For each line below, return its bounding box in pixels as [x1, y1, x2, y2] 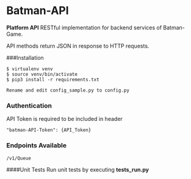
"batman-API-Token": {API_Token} [6, 127, 92, 133]
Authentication [6, 101, 52, 110]
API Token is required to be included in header [6, 115, 123, 123]
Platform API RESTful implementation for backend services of [6, 24, 162, 31]
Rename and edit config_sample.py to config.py [6, 87, 130, 93]
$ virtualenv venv [6, 65, 53, 72]
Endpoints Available [6, 141, 67, 150]
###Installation [6, 54, 44, 61]
